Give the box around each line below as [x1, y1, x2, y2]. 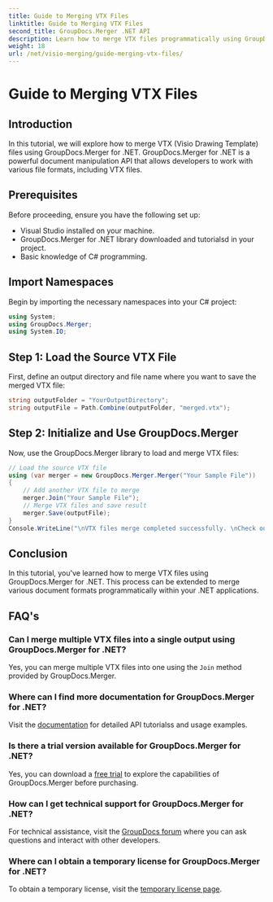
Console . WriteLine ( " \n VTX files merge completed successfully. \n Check [8, 524, 256, 532]
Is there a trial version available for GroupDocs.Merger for [8, 740, 241, 751]
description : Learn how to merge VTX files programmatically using [8, 34, 242, 43]
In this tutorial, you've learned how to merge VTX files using [8, 568, 209, 578]
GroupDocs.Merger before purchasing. [8, 777, 139, 787]
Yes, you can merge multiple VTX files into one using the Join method [8, 663, 242, 672]
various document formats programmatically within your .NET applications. [8, 585, 259, 595]
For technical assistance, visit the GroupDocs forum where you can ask [8, 826, 247, 836]
